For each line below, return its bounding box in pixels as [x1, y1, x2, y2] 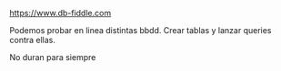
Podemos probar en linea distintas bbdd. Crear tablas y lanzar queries [9, 25, 272, 35]
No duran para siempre [9, 52, 96, 62]
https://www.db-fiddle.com [9, 8, 112, 18]
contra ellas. [9, 35, 56, 45]
